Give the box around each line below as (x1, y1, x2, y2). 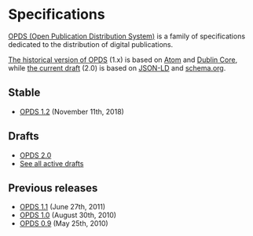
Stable (8, 86, 41, 100)
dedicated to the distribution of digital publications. (8, 39, 174, 49)
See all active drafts (19, 158, 84, 168)
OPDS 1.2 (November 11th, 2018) (19, 107, 124, 116)
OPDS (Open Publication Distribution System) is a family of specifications (8, 31, 246, 41)
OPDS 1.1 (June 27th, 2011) (19, 202, 106, 212)
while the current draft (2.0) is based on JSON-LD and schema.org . (8, 63, 226, 72)
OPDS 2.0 (19, 151, 52, 160)
